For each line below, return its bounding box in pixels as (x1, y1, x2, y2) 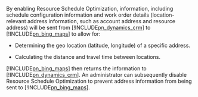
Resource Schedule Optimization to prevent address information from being (6, 77, 192, 85)
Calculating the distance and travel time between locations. (14, 54, 161, 60)
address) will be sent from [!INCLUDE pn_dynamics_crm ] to (6, 24, 151, 31)
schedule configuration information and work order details (6, 11, 150, 18)
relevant (6, 18, 26, 24)
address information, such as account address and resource (27, 18, 176, 24)
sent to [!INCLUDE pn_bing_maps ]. (6, 84, 91, 91)
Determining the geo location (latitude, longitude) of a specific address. (14, 42, 191, 49)
